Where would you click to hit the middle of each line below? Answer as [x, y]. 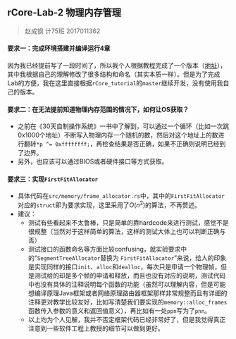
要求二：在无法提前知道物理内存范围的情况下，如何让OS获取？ [98, 109]
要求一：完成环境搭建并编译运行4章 [59, 49]
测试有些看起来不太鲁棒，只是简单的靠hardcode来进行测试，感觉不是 [128, 223]
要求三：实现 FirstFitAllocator [53, 179]
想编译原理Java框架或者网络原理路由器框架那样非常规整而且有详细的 [128, 293]
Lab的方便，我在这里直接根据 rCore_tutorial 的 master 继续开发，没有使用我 [115, 83]
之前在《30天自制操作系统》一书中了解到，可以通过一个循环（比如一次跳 [123, 126]
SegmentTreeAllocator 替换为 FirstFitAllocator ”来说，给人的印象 [132, 258]
